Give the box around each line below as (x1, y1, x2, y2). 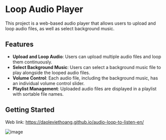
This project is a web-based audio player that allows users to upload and (5, 20, 156, 26)
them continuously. (12, 59, 53, 65)
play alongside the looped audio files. (12, 69, 91, 76)
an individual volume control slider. (12, 80, 85, 86)
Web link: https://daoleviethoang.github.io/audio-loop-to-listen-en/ (5, 119, 144, 125)
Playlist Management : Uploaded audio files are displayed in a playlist (12, 86, 157, 92)
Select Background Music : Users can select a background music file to (12, 64, 161, 70)
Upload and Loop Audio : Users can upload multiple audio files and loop (12, 53, 161, 59)
